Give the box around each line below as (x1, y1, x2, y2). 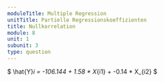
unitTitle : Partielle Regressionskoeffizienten (7, 17, 147, 23)
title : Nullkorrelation (7, 23, 76, 30)
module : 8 (7, 29, 36, 37)
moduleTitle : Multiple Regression (7, 10, 107, 17)
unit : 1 (7, 36, 30, 43)
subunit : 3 (7, 42, 39, 49)
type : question (7, 49, 51, 56)
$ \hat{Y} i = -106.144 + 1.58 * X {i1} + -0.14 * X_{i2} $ (7, 67, 158, 76)
